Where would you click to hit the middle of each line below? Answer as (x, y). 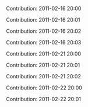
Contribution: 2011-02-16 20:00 (44, 8)
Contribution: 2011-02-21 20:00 (44, 54)
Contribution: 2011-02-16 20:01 (43, 20)
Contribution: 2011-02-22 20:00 (44, 88)
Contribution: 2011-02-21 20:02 (44, 76)
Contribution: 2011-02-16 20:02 (44, 31)
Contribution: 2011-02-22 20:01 (44, 99)
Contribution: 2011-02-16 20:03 (44, 42)
